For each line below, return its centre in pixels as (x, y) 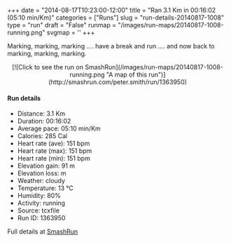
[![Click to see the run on (48, 67)
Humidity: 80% (39, 196)
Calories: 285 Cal (42, 136)
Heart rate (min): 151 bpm (54, 159)
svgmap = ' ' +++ (71, 32)
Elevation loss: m (42, 173)
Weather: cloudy (41, 181)
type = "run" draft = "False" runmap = (62, 25)
